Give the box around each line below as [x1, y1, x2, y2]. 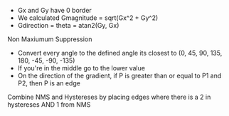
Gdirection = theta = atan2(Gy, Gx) [17, 21, 119, 29]
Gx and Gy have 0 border [17, 6, 92, 14]
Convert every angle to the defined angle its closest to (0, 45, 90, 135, [17, 49, 223, 57]
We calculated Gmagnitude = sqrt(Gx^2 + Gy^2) [17, 14, 159, 22]
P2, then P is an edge [17, 79, 80, 88]
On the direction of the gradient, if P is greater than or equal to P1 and [17, 71, 222, 80]
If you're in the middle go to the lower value [17, 64, 146, 72]
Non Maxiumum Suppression [7, 35, 92, 43]
